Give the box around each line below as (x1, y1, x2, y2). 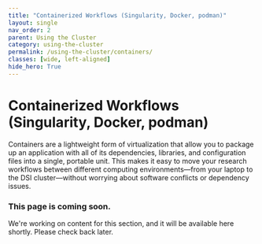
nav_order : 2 (8, 26, 51, 34)
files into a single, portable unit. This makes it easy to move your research (8, 156, 248, 165)
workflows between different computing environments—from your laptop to (8, 165, 253, 174)
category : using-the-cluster (8, 41, 104, 49)
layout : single (8, 19, 58, 27)
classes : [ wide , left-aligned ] (8, 56, 111, 64)
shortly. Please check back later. (8, 227, 114, 236)
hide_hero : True (8, 63, 61, 71)
